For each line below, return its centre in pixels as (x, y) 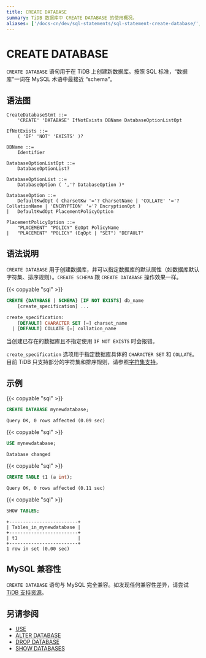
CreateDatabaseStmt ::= (37, 115)
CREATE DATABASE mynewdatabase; (48, 410)
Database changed (29, 454)
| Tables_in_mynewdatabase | (44, 527)
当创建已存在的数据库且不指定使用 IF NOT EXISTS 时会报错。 (82, 341)
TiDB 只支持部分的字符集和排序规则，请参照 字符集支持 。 (90, 362)
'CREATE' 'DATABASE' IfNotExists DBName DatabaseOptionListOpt (100, 120)
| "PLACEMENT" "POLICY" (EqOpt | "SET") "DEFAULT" (75, 233)
